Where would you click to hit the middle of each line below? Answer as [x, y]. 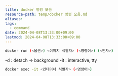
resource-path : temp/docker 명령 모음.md [46, 14]
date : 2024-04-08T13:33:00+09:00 [39, 33]
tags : [11, 23]
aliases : [14, 19]
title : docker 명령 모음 [29, 10]
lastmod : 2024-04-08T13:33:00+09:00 [43, 38]
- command [20, 28]
